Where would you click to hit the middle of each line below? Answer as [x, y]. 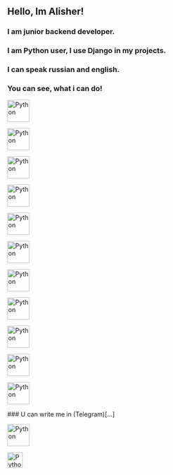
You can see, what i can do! [55, 89]
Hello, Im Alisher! [46, 12]
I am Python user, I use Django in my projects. [87, 51]
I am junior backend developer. [61, 32]
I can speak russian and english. [64, 70]
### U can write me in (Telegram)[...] [61, 414]
